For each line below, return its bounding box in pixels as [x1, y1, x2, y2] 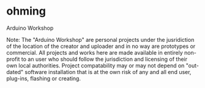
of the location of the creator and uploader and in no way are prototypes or [6, 42, 196, 50]
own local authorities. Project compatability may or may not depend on [6, 62, 185, 69]
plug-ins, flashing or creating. [6, 75, 81, 82]
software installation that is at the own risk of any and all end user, [24, 68, 192, 75]
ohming [6, 4, 46, 18]
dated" [6, 68, 24, 75]
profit [6, 55, 20, 63]
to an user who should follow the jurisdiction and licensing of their [21, 55, 188, 63]
